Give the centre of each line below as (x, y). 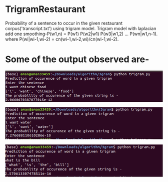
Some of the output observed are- (77, 59)
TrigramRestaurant (45, 9)
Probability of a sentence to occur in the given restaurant (64, 23)
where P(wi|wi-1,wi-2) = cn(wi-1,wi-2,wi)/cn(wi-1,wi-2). (62, 39)
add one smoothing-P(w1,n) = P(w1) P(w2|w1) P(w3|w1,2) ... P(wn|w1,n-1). (81, 34)
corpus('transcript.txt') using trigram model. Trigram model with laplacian (81, 28)
